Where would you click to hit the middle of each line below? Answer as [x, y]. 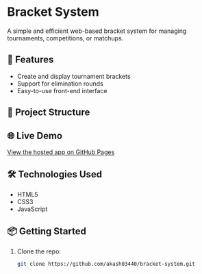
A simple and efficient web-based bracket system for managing [97, 31]
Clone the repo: [39, 251]
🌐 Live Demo [35, 135]
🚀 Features [30, 60]
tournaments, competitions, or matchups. [65, 38]
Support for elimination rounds [60, 84]
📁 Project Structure [49, 113]
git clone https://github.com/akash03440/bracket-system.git [106, 264]
